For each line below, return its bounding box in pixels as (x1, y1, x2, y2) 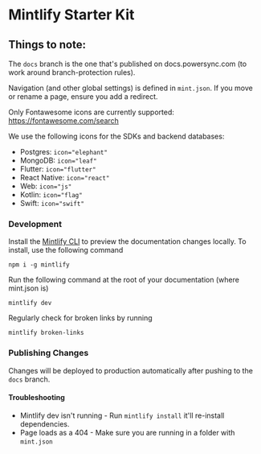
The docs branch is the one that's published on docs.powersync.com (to (8, 59, 247, 68)
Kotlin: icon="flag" (19, 190, 83, 199)
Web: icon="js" (19, 181, 72, 191)
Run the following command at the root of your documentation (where (8, 275, 239, 285)
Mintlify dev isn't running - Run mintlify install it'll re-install (19, 411, 225, 420)
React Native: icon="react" (19, 173, 110, 182)
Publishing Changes (8, 348, 89, 359)
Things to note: (8, 38, 87, 52)
